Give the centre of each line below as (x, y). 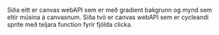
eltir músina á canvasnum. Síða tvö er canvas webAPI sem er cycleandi (108, 17)
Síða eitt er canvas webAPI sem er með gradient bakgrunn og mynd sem (109, 10)
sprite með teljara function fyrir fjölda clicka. (70, 24)
